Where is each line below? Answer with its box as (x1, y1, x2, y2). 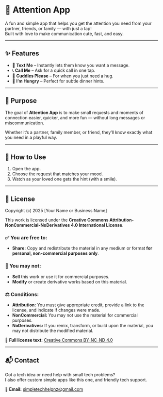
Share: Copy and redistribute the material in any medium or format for (12, 245, 153, 251)
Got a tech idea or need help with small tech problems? (5, 371, 115, 378)
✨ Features (5, 50, 39, 58)
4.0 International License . (70, 222, 124, 228)
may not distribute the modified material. (12, 328, 94, 334)
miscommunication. (5, 120, 45, 126)
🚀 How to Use (5, 153, 46, 161)
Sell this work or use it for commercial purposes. (12, 274, 110, 280)
